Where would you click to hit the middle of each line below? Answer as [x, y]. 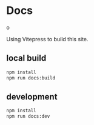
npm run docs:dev [28, 117]
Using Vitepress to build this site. [48, 39]
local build [26, 58]
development [32, 97]
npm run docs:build [31, 78]
